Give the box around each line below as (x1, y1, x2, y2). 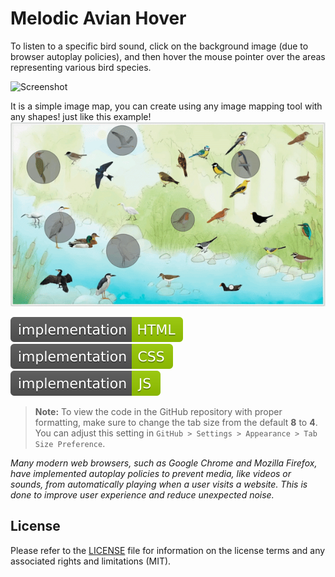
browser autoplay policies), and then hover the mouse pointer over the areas (10, 50, 326, 62)
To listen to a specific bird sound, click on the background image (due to (10, 40, 309, 52)
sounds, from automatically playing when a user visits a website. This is (10, 478, 308, 490)
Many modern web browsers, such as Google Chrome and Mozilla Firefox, (10, 457, 318, 469)
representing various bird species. (10, 61, 152, 73)
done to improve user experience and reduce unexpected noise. (10, 488, 275, 501)
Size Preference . (34, 437, 106, 449)
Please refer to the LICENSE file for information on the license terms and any (10, 544, 326, 556)
